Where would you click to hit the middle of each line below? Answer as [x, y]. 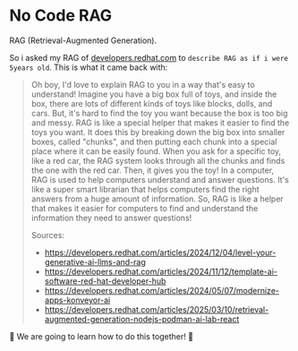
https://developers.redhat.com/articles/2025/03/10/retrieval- [157, 309]
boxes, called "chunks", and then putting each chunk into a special [154, 141]
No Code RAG [61, 16]
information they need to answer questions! [111, 218]
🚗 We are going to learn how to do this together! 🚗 [102, 336]
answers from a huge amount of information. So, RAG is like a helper [157, 199]
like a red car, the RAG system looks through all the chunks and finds [158, 160]
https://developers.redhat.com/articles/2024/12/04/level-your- [160, 253]
